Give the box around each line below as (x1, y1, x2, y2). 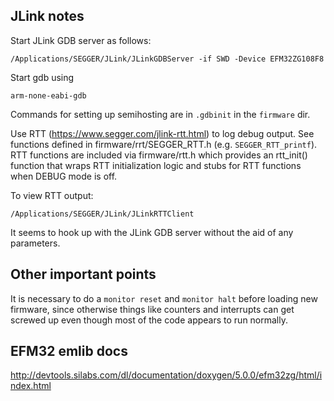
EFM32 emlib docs (10, 343, 128, 360)
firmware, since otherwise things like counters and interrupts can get (10, 303, 295, 315)
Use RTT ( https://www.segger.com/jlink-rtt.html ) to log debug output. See (10, 127, 315, 139)
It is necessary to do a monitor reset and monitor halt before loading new (10, 292, 318, 304)
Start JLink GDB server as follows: (10, 34, 152, 46)
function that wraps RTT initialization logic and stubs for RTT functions (10, 159, 302, 171)
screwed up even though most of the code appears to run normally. (10, 314, 289, 326)
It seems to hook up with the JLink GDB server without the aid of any (10, 226, 294, 238)
